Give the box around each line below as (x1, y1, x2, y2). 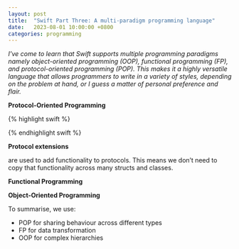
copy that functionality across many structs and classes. (8, 164, 174, 172)
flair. (8, 87, 22, 96)
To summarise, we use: (8, 205, 76, 214)
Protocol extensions (8, 143, 69, 151)
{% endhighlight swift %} (8, 128, 82, 137)
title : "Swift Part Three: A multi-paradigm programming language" (8, 17, 216, 24)
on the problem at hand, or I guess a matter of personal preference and (8, 79, 219, 89)
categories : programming (8, 30, 82, 38)
